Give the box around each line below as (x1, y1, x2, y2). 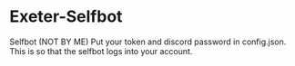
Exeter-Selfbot (9, 6, 123, 27)
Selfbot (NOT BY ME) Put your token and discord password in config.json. (9, 36, 287, 47)
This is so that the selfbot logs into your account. (9, 45, 193, 56)
